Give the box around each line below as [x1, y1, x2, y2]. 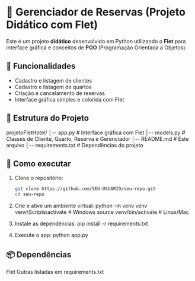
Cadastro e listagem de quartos [14, 83, 92, 90]
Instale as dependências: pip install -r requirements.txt [14, 220, 148, 228]
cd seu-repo [14, 191, 44, 198]
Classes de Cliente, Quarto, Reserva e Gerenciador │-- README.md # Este [6, 135, 189, 142]
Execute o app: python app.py [14, 232, 88, 239]
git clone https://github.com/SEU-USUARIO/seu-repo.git [14, 186, 156, 192]
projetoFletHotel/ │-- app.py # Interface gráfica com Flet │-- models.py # [6, 129, 186, 136]
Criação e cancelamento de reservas [14, 89, 106, 97]
